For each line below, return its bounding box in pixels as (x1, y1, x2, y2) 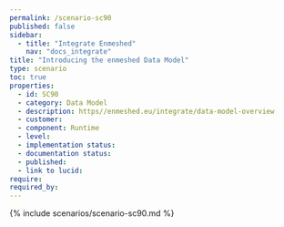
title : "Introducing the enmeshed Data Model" (9, 56, 189, 65)
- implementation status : (17, 140, 117, 150)
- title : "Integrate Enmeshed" (17, 38, 137, 48)
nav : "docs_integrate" (25, 47, 112, 57)
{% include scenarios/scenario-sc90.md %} (9, 208, 175, 219)
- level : (17, 132, 51, 141)
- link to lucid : (17, 166, 84, 175)
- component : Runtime (17, 124, 100, 133)
